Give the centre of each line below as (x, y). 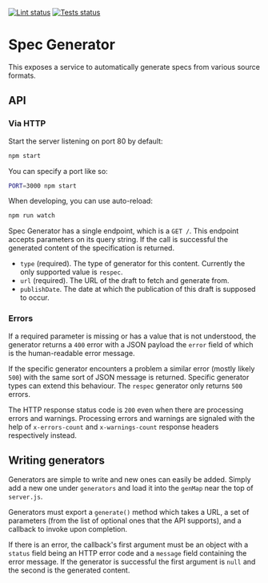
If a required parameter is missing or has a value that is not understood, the (132, 336)
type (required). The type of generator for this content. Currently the (132, 264)
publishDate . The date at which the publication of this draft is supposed (138, 289)
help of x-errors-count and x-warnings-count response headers (114, 427)
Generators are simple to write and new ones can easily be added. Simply (130, 480)
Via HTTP (27, 123)
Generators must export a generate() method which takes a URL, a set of (129, 512)
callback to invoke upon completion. (68, 529)
